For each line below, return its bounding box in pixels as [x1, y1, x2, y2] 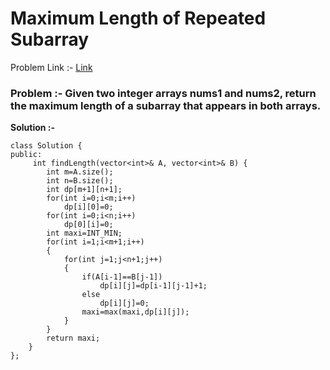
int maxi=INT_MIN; [46, 228, 123, 239]
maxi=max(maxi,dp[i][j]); [81, 307, 190, 317]
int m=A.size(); [46, 167, 114, 177]
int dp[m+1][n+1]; [46, 185, 123, 195]
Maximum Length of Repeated [10, 7, 267, 30]
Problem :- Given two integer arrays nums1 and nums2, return [10, 86, 317, 100]
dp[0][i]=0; [63, 220, 114, 230]
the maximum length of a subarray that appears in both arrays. [10, 98, 322, 112]
